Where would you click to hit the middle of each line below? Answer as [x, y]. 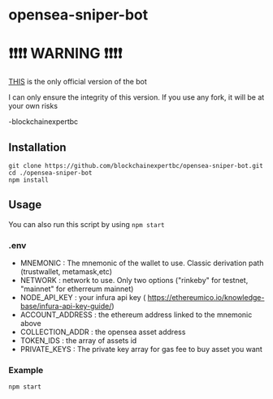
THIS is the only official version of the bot [78, 82]
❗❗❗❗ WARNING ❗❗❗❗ [65, 54]
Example [26, 370]
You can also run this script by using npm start [87, 224]
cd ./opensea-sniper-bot [50, 173]
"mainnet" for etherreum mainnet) [77, 289]
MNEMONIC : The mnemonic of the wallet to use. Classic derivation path [142, 263]
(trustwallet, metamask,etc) [66, 272]
